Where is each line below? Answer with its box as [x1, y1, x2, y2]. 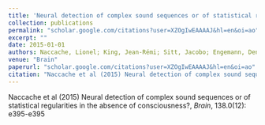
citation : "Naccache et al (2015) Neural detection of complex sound [8, 70, 242, 78]
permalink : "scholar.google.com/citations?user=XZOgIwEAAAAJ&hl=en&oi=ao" [8, 26, 259, 34]
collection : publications [8, 19, 93, 27]
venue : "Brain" [8, 56, 58, 64]
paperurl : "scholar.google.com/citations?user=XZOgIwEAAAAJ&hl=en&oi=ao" [8, 63, 256, 71]
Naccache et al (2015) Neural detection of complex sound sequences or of [8, 92, 251, 101]
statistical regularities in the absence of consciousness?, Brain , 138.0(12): [8, 100, 247, 110]
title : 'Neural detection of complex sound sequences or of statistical [8, 11, 252, 20]
